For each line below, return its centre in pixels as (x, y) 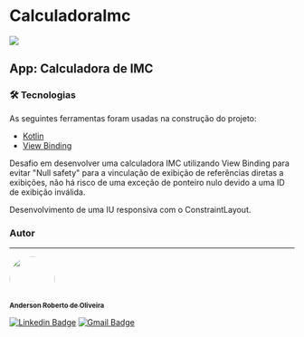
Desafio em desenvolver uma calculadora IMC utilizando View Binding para (149, 163)
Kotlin (33, 136)
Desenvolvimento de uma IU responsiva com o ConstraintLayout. (130, 209)
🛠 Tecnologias (43, 95)
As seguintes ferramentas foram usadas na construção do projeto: (133, 118)
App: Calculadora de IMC (81, 69)
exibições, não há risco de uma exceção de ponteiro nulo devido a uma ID (147, 182)
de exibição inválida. (47, 192)
